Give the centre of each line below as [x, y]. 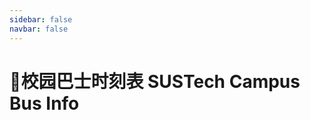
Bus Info [44, 103]
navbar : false [39, 29]
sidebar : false [41, 19]
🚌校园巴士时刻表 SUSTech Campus [155, 81]
